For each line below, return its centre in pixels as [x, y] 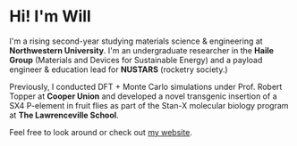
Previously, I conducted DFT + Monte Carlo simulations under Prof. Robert [146, 86]
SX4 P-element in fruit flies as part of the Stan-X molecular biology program [149, 105]
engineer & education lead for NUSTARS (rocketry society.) [119, 69]
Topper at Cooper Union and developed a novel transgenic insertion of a [143, 96]
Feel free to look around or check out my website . [101, 132]
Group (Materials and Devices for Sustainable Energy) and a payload [136, 60]
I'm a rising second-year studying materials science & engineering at [136, 41]
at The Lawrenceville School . [64, 115]
